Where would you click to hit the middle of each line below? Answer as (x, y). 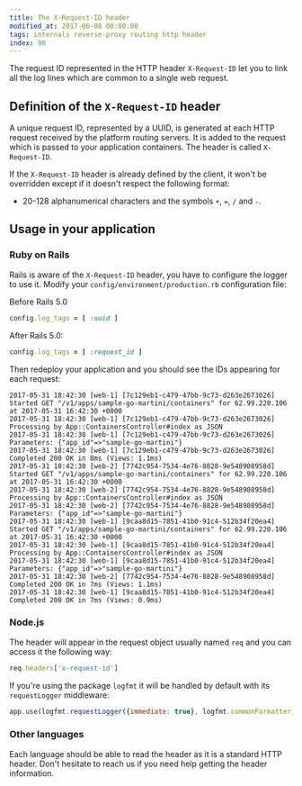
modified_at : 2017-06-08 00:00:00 (74, 26)
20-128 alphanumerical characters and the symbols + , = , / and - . (142, 201)
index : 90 (28, 43)
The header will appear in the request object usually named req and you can (151, 642)
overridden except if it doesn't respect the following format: (120, 184)
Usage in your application (82, 229)
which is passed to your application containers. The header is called (136, 147)
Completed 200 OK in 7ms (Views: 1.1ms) (86, 584)
